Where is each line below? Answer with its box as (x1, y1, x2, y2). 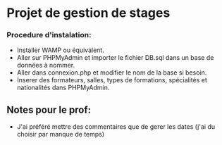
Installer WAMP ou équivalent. (16, 46, 105, 54)
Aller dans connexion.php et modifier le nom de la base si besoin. (16, 68, 207, 77)
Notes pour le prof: (6, 103, 92, 115)
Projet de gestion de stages (6, 5, 171, 21)
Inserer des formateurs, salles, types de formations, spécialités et (16, 76, 207, 84)
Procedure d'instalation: (6, 30, 92, 40)
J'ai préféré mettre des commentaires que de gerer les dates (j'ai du (16, 122, 216, 131)
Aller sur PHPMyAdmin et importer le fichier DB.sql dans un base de (16, 53, 214, 62)
